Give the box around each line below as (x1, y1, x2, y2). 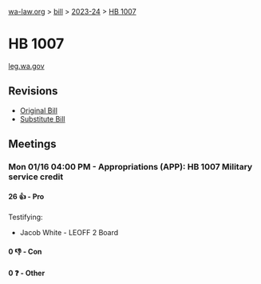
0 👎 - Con (8, 246, 42, 256)
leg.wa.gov (8, 61, 45, 70)
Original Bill (19, 106, 58, 115)
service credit (8, 171, 64, 182)
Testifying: (8, 212, 43, 222)
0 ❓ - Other (8, 268, 45, 278)
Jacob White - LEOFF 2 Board (19, 228, 119, 238)
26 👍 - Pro (8, 191, 45, 201)
